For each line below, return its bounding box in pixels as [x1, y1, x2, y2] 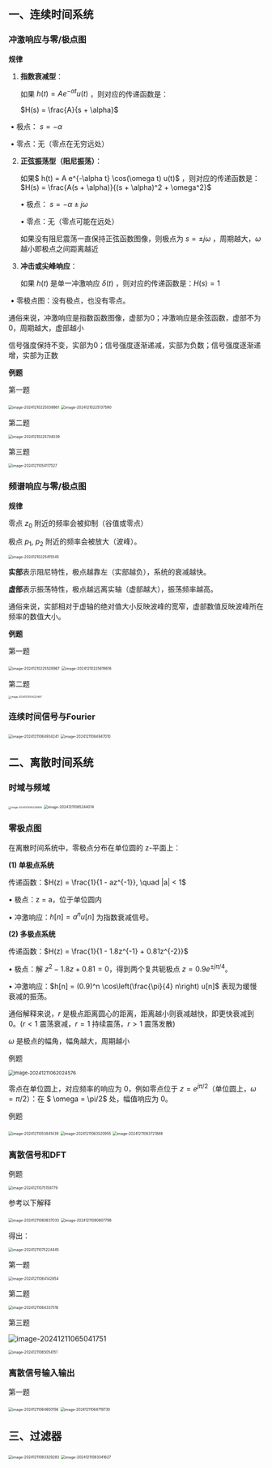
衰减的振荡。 [8, 992, 51, 1001]
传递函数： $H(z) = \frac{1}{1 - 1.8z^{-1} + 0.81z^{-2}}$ [8, 946, 189, 956]
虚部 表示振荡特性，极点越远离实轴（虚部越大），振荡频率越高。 [8, 584, 218, 594]
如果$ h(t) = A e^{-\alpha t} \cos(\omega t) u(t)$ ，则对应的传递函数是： [19, 174, 261, 183]
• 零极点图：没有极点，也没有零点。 [10, 295, 130, 306]
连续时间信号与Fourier [8, 711, 96, 722]
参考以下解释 [8, 1198, 51, 1208]
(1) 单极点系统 [8, 859, 54, 870]
